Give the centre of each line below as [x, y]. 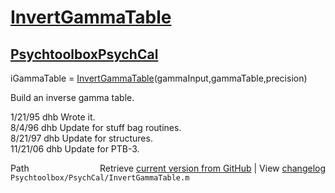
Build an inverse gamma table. [72, 97]
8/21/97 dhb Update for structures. [81, 138]
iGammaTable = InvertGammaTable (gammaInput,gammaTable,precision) [159, 78]
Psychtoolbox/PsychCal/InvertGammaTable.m [100, 178]
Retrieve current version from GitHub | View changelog [212, 168]
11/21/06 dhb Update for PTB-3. [75, 149]
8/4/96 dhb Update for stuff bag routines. [96, 127]
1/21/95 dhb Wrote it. [53, 117]
